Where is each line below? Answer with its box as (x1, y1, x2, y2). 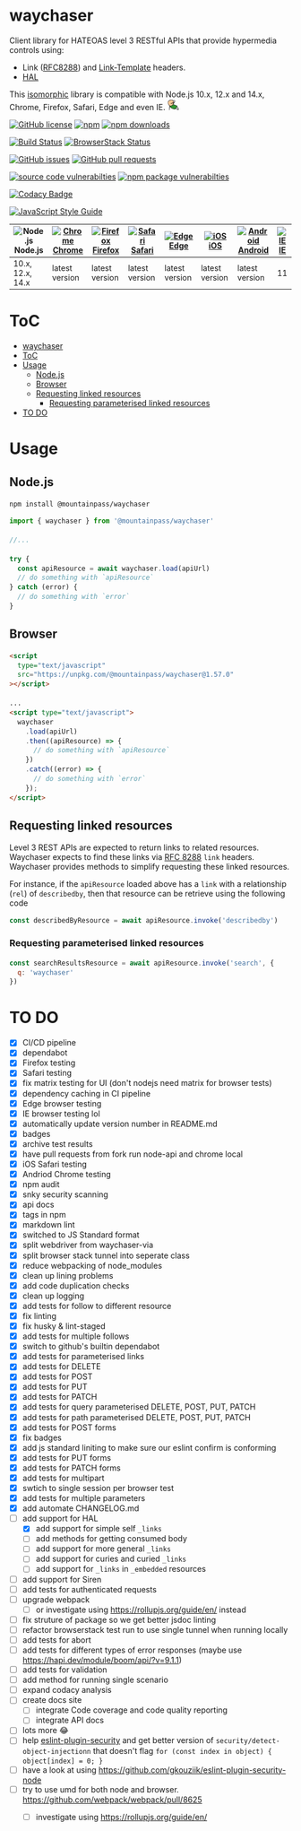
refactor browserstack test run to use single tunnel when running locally (21, 1624, 288, 1635)
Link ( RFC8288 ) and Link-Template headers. (21, 62, 186, 73)
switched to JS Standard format (21, 1229, 141, 1240)
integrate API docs (35, 1714, 105, 1726)
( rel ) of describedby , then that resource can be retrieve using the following (9, 888, 286, 898)
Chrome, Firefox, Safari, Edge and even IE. (9, 101, 166, 112)
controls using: (9, 44, 64, 55)
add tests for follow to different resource (21, 1300, 172, 1311)
